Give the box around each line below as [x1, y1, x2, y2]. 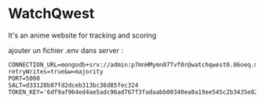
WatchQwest [8, 5, 95, 23]
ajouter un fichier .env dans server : [8, 45, 123, 55]
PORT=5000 [8, 74, 41, 82]
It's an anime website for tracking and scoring [8, 30, 157, 40]
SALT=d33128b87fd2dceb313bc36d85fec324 [8, 81, 139, 89]
